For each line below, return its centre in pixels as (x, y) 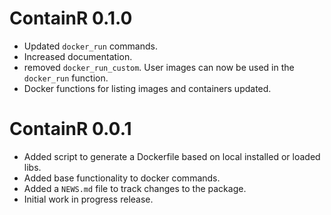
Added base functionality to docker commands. (122, 178)
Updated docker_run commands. (90, 46)
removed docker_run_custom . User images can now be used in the (159, 67)
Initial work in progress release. (88, 199)
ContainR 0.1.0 (71, 18)
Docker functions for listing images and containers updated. (147, 88)
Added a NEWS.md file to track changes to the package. (135, 188)
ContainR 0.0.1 (70, 129)
